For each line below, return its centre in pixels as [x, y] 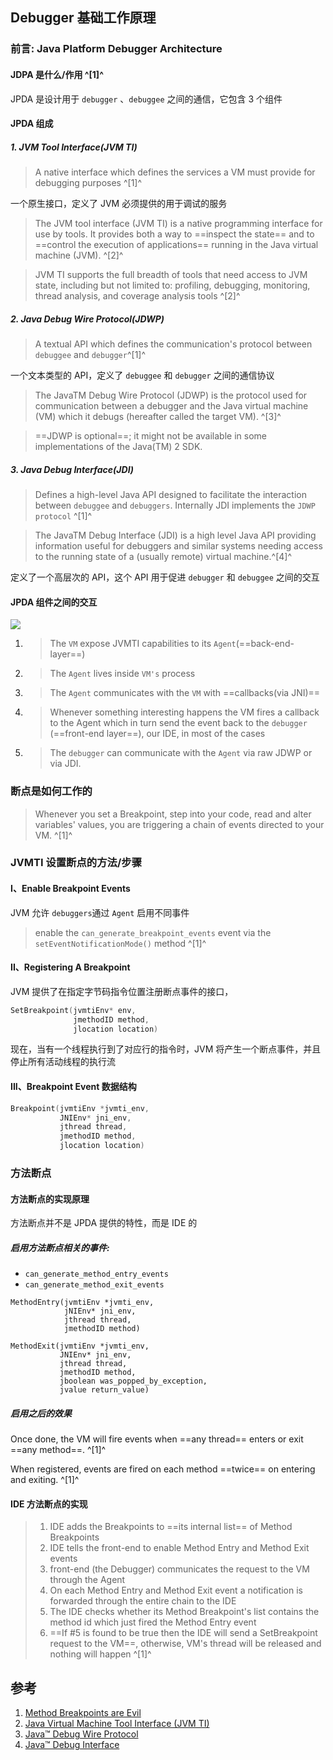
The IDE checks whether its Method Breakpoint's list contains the [184, 1612]
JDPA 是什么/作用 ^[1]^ [57, 74]
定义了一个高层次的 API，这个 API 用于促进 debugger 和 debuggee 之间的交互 [165, 577]
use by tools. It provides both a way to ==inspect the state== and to [174, 234]
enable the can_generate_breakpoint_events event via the [153, 932]
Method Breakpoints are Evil [83, 1713]
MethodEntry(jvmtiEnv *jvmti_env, [82, 1303]
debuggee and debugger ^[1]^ [90, 355]
